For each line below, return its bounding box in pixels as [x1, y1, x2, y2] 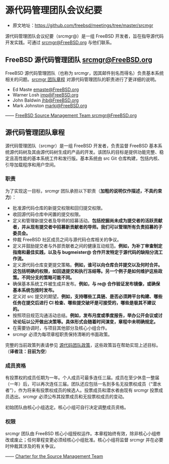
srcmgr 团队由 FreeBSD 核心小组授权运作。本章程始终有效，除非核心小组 [5, 431, 156, 437]
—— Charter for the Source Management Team [5, 453, 103, 459]
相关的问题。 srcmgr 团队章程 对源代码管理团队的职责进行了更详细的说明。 [5, 76, 159, 82]
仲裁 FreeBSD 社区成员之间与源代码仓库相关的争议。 [12, 236, 122, 243]
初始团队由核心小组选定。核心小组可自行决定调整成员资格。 [5, 404, 129, 410]
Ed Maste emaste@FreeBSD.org [12, 86, 79, 92]
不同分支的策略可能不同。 [21, 274, 74, 281]
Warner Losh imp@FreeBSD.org [12, 91, 79, 98]
